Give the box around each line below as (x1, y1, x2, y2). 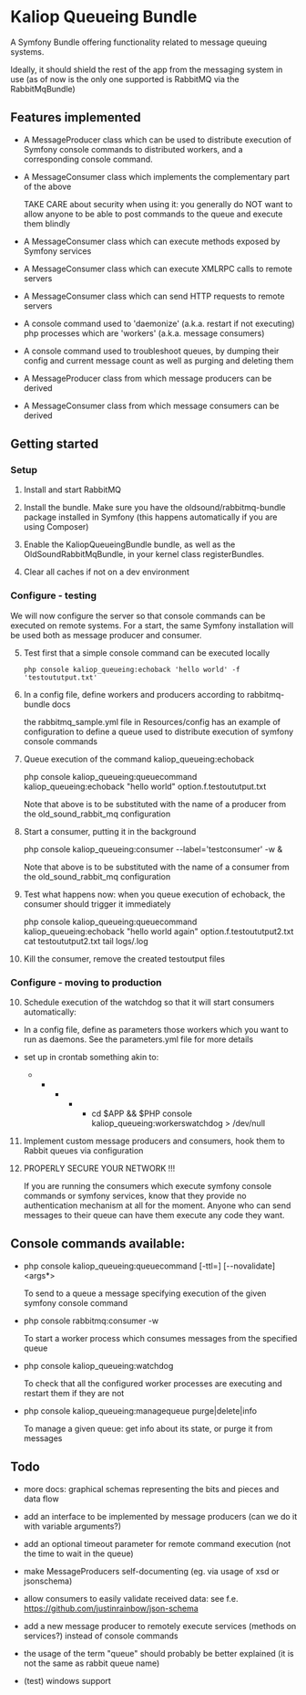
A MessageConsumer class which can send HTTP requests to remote (23, 290, 285, 301)
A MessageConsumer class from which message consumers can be (23, 400, 280, 411)
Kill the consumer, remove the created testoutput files (23, 953, 226, 964)
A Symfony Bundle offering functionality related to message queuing (10, 37, 268, 47)
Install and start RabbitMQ (23, 484, 122, 495)
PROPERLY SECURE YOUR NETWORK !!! (23, 1163, 176, 1174)
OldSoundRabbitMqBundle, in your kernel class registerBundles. (23, 549, 265, 560)
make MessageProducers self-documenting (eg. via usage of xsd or (23, 1565, 280, 1576)
